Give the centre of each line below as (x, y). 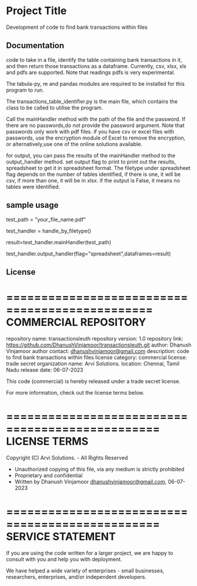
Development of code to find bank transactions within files (77, 27)
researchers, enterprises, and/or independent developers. (76, 577)
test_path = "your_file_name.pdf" (46, 219)
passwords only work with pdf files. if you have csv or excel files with (90, 131)
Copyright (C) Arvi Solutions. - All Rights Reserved (67, 458)
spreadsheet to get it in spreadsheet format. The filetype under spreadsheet (98, 168)
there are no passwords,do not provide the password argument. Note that (95, 125)
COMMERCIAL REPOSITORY (76, 322)
